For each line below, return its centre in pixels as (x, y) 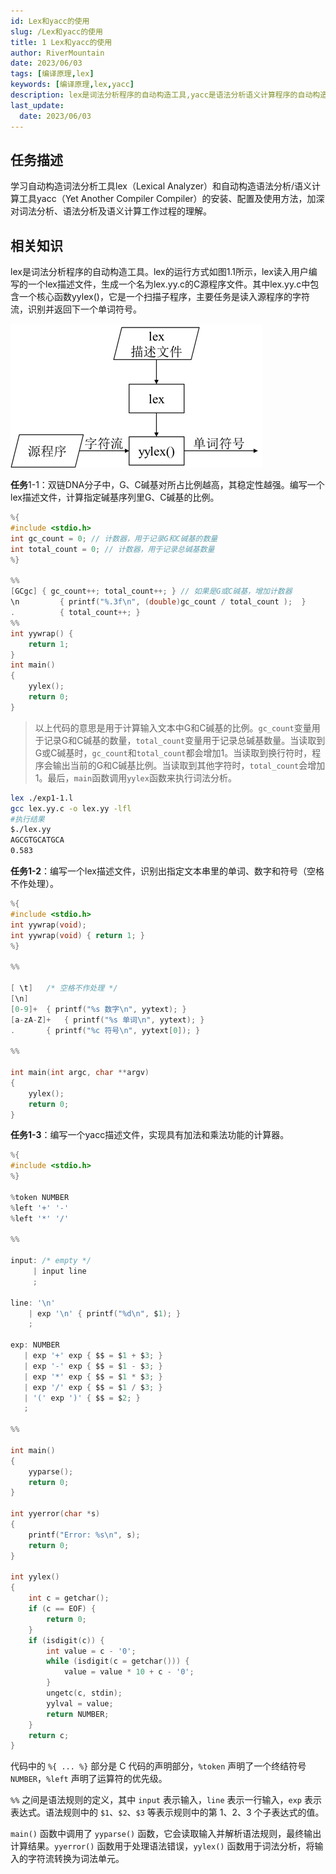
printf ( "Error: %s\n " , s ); (84, 1535)
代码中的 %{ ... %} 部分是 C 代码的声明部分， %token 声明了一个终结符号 (158, 1766)
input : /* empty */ (51, 1261)
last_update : (37, 105)
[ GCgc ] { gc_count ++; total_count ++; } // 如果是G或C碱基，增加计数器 (151, 591)
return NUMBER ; (78, 1714)
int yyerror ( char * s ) (55, 1514)
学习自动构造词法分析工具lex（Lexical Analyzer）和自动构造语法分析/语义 (161, 186)
